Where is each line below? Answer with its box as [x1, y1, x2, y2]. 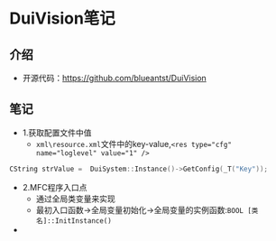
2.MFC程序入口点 [22, 181, 87, 192]
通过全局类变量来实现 [35, 193, 115, 204]
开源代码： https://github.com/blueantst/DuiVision [22, 73, 207, 83]
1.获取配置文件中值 [22, 127, 92, 138]
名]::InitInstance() [35, 216, 113, 226]
